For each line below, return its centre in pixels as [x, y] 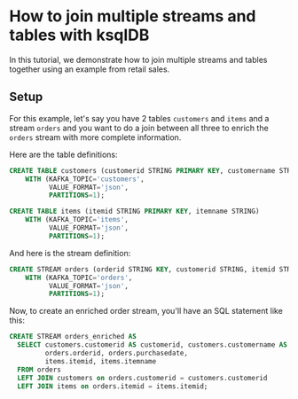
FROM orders [39, 370]
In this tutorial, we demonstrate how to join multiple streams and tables [138, 59]
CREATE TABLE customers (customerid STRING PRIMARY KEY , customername [142, 170]
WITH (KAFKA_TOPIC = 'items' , [77, 220]
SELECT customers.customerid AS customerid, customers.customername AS [153, 345]
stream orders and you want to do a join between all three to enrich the [139, 128]
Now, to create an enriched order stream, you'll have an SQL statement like [146, 311]
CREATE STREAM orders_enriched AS [73, 337]
